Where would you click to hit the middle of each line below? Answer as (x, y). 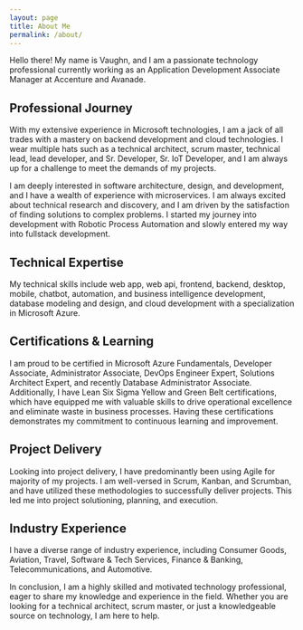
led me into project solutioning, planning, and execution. (114, 500)
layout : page (34, 18)
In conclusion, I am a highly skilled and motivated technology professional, (148, 587)
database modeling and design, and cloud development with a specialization (152, 303)
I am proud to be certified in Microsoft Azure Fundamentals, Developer (141, 363)
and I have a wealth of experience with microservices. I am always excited (148, 196)
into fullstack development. (60, 234)
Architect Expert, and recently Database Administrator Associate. (131, 382)
